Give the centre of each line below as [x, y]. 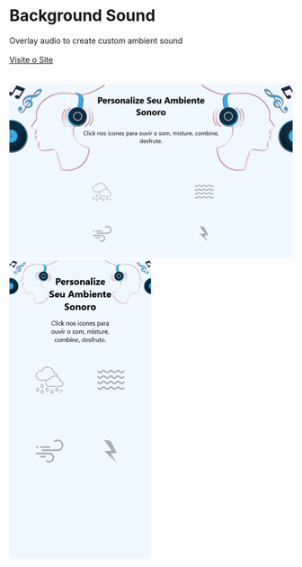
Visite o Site [31, 59]
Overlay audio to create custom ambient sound [96, 40]
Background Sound [82, 16]
